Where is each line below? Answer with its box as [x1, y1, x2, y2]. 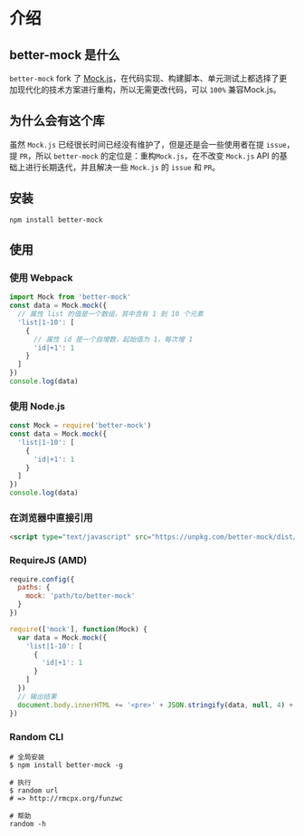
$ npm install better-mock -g [9, 760, 124, 770]
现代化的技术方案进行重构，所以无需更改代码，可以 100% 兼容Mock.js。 [16, 84, 282, 95]
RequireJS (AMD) [9, 554, 88, 567]
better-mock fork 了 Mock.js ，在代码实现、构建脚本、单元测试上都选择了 [9, 73, 280, 83]
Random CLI [9, 730, 64, 743]
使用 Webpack [9, 271, 73, 283]
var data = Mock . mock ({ [17, 633, 107, 642]
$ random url [9, 785, 59, 795]
